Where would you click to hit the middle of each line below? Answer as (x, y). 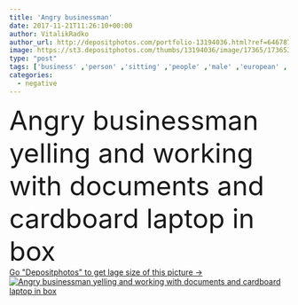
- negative (37, 83)
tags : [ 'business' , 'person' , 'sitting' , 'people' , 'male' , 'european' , (149, 67)
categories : (31, 75)
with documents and (137, 185)
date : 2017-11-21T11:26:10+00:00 (71, 26)
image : (21, 51)
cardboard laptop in (132, 218)
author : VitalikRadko (49, 34)
